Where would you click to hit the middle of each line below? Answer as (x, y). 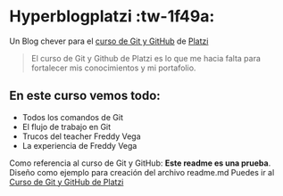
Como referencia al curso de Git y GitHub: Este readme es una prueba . (140, 163)
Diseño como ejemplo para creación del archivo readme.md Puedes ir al (142, 172)
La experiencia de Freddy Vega (79, 145)
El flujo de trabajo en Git (67, 127)
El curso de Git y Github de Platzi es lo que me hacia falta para (146, 58)
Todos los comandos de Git (72, 117)
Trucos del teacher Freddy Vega (81, 136)
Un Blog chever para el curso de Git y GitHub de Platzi (109, 41)
